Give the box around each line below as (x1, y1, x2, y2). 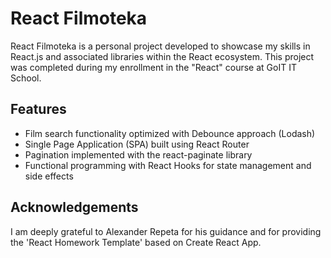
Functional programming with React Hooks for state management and (24, 159, 312, 171)
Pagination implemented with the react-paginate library (24, 148, 253, 161)
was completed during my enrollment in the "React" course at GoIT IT (10, 61, 297, 73)
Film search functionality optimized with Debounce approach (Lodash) (24, 127, 316, 139)
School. (10, 72, 42, 84)
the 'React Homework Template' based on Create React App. (10, 236, 262, 248)
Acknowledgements (10, 199, 139, 216)
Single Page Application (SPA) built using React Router (24, 138, 250, 150)
